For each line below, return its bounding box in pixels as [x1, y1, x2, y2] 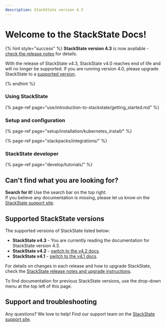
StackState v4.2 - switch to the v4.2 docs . [12, 248, 100, 254]
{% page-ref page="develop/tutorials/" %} [5, 162, 93, 168]
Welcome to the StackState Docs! [5, 28, 147, 40]
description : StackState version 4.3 [5, 7, 83, 12]
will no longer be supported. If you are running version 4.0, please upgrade [5, 65, 159, 71]
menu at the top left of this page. [5, 283, 72, 290]
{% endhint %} [5, 80, 36, 86]
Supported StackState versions [5, 214, 104, 223]
